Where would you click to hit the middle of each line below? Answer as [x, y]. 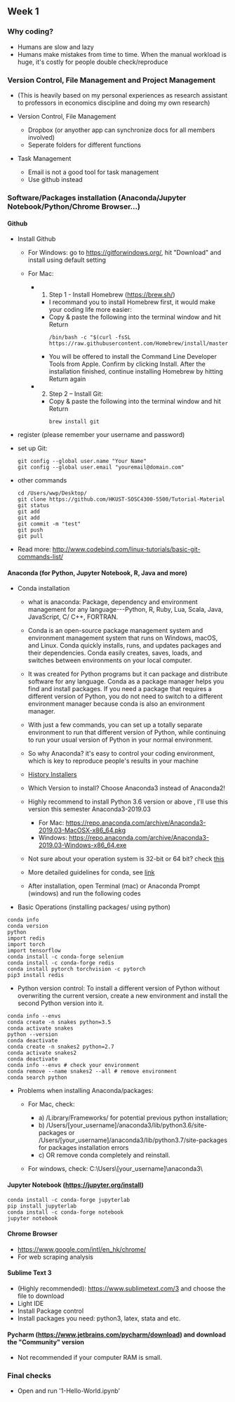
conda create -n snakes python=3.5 [59, 1022]
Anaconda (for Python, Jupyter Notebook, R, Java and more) [98, 572]
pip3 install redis [36, 976]
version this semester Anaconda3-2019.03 [89, 809]
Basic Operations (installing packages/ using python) [94, 907]
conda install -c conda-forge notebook [66, 1212]
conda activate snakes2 [42, 1053]
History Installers [52, 775]
